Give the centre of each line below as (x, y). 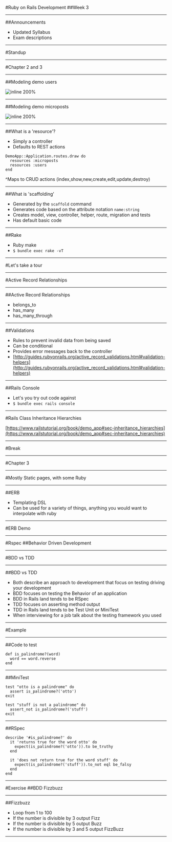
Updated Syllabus (31, 32)
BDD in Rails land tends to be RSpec (51, 599)
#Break (13, 448)
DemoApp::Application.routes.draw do (46, 156)
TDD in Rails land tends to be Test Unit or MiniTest (66, 610)
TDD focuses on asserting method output (56, 604)
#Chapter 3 (17, 463)
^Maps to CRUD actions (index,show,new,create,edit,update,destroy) (78, 179)
